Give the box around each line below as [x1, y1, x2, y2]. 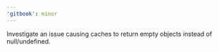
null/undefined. [6, 37, 51, 46]
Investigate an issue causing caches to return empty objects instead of [6, 30, 213, 38]
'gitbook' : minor [6, 10, 58, 18]
